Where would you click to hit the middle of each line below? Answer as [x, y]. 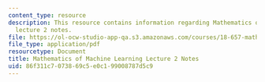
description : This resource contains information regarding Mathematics [130, 23]
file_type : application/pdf [54, 45]
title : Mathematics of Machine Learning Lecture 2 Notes [104, 59]
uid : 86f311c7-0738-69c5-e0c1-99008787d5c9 [81, 66]
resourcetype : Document [47, 52]
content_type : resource [47, 15]
